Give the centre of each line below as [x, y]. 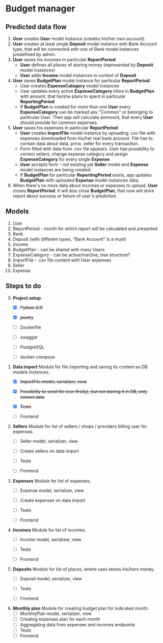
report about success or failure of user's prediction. [65, 196]
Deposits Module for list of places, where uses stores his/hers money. [84, 569]
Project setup [27, 298]
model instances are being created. [56, 170]
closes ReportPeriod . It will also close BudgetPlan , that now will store [83, 191]
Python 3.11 [31, 307]
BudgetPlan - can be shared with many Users [59, 249]
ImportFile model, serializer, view [54, 381]
